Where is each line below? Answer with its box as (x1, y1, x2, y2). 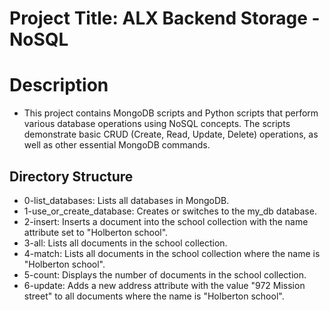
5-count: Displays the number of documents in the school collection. (23, 268, 307, 281)
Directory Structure (9, 168, 134, 185)
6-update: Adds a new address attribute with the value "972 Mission (23, 279, 306, 291)
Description (9, 74, 109, 97)
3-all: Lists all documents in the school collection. (23, 237, 228, 249)
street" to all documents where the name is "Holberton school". (23, 290, 285, 302)
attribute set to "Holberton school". (23, 226, 169, 238)
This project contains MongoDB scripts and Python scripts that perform (23, 107, 319, 119)
